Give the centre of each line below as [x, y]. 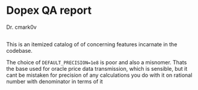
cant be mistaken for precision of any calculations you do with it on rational [99, 75]
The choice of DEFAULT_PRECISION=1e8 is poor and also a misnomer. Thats [97, 62]
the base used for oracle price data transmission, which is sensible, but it [97, 69]
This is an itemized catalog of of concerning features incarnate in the [92, 44]
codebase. [20, 51]
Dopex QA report [49, 10]
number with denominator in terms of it [55, 82]
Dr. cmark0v [22, 27]
